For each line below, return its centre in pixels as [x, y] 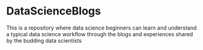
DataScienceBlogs [54, 11]
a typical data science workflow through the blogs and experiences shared [100, 34]
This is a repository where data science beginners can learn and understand [101, 28]
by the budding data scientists [44, 40]
